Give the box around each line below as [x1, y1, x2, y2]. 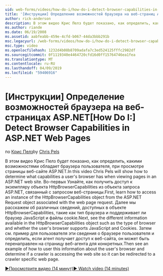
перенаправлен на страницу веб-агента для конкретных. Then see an [5, 241, 149, 246]
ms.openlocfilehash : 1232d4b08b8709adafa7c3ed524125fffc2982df [5, 48, 136, 52]
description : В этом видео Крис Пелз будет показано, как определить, [5, 20, 151, 26]
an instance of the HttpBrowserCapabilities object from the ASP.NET [5, 194, 142, 200]
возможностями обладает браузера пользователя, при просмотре [5, 163, 144, 169]
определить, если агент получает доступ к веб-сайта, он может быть [5, 235, 149, 241]
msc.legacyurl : [5, 39, 36, 44]
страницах [5, 112, 51, 123]
